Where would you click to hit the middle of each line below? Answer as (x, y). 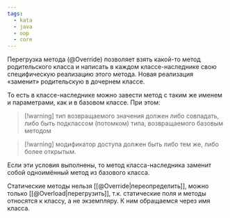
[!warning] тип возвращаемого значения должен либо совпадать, (122, 116)
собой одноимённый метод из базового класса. (79, 173)
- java (23, 26)
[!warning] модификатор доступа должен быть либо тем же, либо (121, 144)
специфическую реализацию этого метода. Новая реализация (100, 75)
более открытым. (50, 152)
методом (38, 131)
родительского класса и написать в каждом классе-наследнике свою (112, 67)
